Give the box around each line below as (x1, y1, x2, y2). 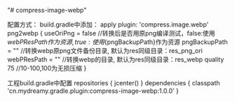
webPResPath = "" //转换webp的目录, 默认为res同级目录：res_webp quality (7, 55, 224, 64)
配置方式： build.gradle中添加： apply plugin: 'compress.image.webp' (7, 20, 209, 29)
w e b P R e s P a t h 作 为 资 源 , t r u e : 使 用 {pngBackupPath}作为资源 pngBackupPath (7, 38, 228, 46)
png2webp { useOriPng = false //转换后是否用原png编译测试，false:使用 (7, 29, 215, 37)
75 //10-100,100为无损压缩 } (7, 64, 87, 72)
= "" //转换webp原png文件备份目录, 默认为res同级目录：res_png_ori (7, 47, 203, 54)
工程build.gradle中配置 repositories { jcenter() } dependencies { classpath (7, 79, 220, 87)
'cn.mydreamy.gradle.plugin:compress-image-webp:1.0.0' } (7, 87, 179, 95)
